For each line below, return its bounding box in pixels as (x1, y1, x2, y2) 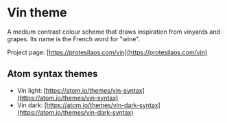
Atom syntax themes (7, 68, 98, 80)
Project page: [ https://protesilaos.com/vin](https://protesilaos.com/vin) (7, 48, 208, 56)
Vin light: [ (16, 86, 47, 94)
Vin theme (7, 5, 67, 21)
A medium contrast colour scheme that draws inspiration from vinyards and (7, 27, 221, 36)
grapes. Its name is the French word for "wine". (7, 34, 141, 43)
